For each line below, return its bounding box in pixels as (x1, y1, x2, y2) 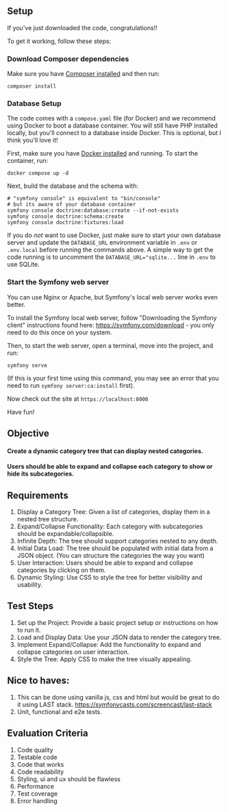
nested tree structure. (16, 515, 79, 524)
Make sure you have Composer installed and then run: (7, 70, 160, 78)
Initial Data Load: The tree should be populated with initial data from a (16, 544, 214, 552)
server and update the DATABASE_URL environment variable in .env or (7, 238, 197, 247)
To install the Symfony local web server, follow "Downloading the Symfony (7, 313, 217, 321)
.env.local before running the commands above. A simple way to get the (7, 246, 214, 254)
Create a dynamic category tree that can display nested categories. (7, 447, 203, 455)
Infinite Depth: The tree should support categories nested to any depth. (16, 537, 218, 545)
